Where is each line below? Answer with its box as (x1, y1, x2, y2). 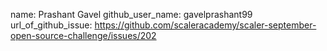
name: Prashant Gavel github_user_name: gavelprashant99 (10, 9, 253, 20)
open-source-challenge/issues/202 (10, 30, 157, 41)
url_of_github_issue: (10, 19, 93, 31)
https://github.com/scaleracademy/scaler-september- (94, 19, 317, 31)
